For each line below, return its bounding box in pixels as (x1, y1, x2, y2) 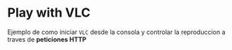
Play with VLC (7, 5, 91, 21)
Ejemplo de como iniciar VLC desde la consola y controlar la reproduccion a (7, 28, 226, 36)
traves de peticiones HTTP (7, 35, 87, 43)
